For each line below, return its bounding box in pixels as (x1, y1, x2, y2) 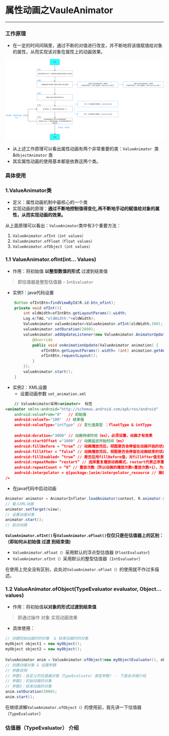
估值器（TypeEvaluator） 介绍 (5, 724, 79, 731)
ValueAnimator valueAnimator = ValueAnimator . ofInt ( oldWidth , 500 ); (23, 321, 163, 326)
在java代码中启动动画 (12, 485, 57, 491)
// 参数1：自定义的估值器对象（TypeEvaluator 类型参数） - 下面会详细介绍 (5, 673, 146, 678)
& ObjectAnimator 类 (12, 152, 53, 158)
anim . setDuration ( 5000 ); (5, 689, 57, 694)
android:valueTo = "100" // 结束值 (14, 417, 84, 422)
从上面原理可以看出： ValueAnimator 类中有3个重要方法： (5, 223, 121, 229)
